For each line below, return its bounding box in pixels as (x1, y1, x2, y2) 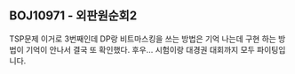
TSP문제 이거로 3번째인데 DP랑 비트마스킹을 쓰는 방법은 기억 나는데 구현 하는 (9, 33, 277, 44)
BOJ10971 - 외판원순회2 (9, 8, 138, 24)
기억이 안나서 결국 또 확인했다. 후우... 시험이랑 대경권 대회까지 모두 (25, 44, 255, 55)
